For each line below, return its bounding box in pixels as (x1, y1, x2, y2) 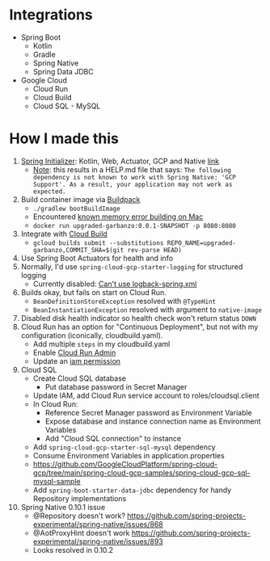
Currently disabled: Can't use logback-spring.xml (32, 279, 197, 289)
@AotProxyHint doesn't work (32, 528, 130, 538)
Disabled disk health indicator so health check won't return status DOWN (20, 313, 257, 323)
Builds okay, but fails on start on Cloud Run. (20, 287, 167, 297)
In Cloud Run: (32, 399, 78, 409)
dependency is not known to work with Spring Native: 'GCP (32, 173, 237, 181)
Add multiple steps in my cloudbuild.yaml (32, 339, 171, 348)
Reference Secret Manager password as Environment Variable (44, 407, 253, 417)
